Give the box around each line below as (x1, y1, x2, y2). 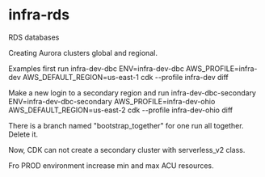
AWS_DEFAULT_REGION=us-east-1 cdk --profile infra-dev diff (23, 72, 229, 82)
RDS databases (8, 32, 60, 42)
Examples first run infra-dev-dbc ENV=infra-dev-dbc (8, 63, 184, 74)
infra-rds (8, 6, 70, 24)
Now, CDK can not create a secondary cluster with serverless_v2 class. (8, 145, 246, 154)
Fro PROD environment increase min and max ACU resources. (8, 160, 214, 171)
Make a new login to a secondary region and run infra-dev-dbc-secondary (8, 87, 257, 98)
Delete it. (8, 129, 39, 139)
